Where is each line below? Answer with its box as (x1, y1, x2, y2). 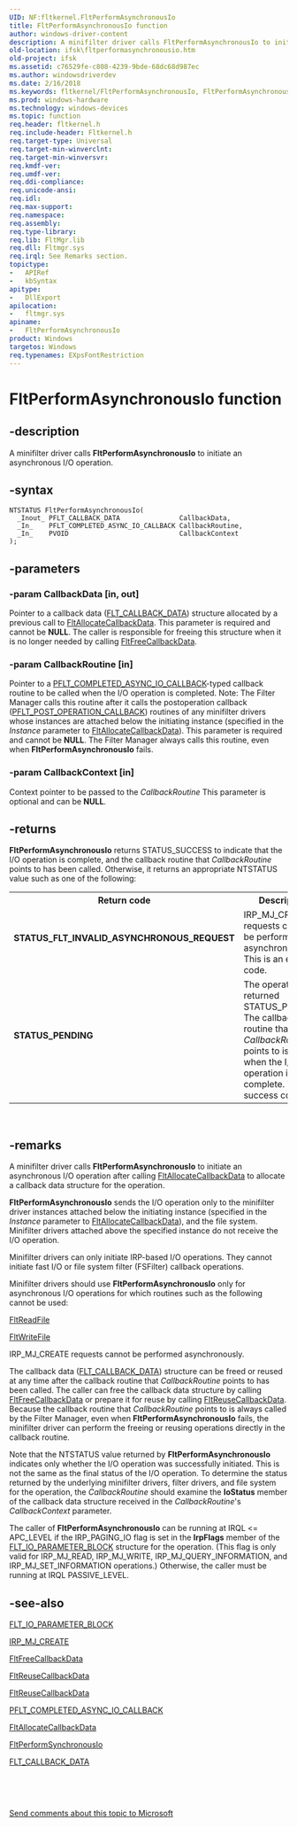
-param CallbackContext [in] (9, 766, 135, 779)
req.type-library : (9, 227, 77, 236)
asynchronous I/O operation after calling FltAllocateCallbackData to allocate (9, 1170, 286, 1181)
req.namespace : (9, 210, 65, 220)
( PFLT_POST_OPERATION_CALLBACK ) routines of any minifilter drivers (9, 706, 267, 718)
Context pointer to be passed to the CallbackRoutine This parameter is (9, 786, 267, 797)
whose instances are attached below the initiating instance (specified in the (9, 716, 285, 727)
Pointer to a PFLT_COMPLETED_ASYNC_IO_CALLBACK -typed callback (9, 679, 263, 689)
